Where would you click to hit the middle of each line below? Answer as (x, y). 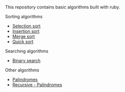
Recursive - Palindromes (37, 85)
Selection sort (26, 26)
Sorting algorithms (24, 16)
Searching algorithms (27, 51)
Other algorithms (22, 70)
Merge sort (24, 36)
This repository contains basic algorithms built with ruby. (63, 7)
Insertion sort (26, 31)
